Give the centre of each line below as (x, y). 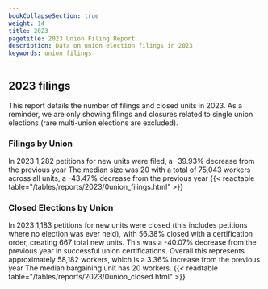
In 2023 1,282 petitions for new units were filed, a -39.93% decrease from (132, 161)
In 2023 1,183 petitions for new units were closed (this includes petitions (128, 225)
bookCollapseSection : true (54, 16)
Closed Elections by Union (61, 208)
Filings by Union (41, 144)
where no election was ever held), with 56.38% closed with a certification (130, 234)
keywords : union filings (50, 53)
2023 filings (40, 86)
